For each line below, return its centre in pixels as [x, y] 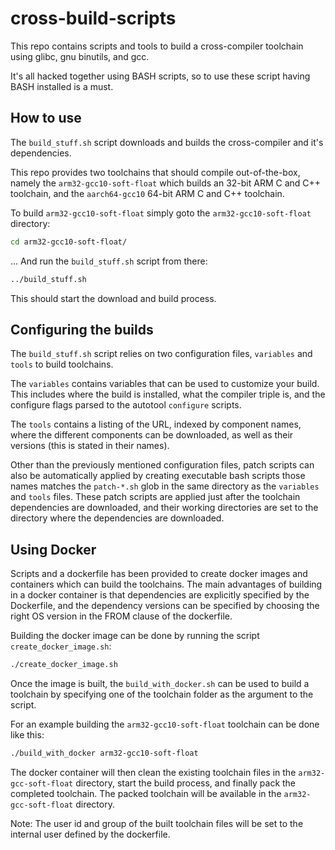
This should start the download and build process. [113, 298]
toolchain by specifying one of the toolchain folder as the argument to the [162, 694]
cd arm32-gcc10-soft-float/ [69, 242]
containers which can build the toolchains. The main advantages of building [166, 584]
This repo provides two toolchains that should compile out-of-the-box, [155, 172]
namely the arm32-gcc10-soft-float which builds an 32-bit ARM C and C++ [166, 183]
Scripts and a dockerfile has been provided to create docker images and [159, 574]
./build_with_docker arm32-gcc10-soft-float [104, 753]
